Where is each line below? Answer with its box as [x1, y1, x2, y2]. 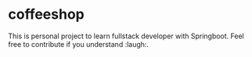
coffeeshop [8, 5, 85, 23]
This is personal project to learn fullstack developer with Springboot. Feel [8, 31, 244, 41]
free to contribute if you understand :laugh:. [8, 39, 149, 48]
